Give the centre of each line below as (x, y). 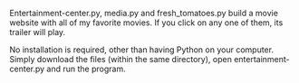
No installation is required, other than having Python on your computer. (142, 50)
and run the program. (86, 69)
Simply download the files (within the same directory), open (121, 59)
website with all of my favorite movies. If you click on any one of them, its (146, 23)
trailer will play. (38, 32)
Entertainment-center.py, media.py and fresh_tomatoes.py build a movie (144, 13)
